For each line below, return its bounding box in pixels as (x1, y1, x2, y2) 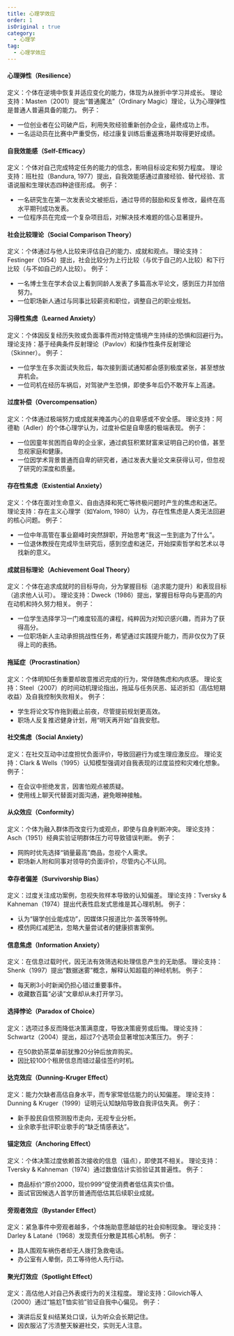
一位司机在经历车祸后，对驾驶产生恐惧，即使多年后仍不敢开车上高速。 (17, 381, 219, 389)
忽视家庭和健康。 (17, 447, 67, 455)
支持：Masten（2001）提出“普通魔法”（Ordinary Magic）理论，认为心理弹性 (7, 97, 226, 105)
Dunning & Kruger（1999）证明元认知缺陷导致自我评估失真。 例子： (7, 1099, 202, 1107)
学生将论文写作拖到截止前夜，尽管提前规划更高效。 (17, 707, 164, 715)
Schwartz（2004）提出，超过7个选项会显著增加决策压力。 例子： (7, 1033, 196, 1041)
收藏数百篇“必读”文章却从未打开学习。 (17, 989, 127, 998)
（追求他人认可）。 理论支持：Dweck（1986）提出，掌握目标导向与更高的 (7, 591, 217, 600)
